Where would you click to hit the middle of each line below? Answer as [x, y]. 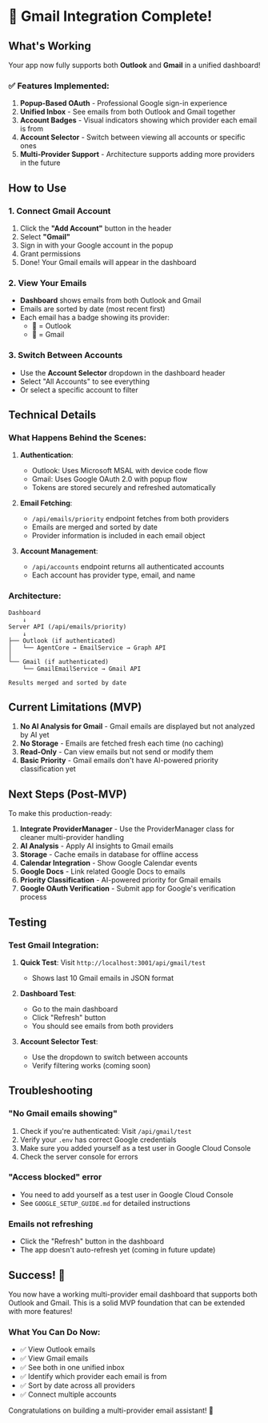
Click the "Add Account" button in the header [96, 228]
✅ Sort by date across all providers [78, 1385]
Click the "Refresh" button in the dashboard [92, 1241]
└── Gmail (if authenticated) [59, 661]
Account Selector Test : [59, 1041]
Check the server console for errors [79, 1156]
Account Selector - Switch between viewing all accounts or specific [132, 137]
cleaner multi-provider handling [72, 838]
